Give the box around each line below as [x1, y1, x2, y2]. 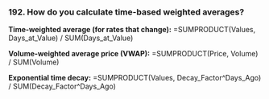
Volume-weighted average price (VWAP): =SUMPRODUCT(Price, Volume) [8, 49, 259, 59]
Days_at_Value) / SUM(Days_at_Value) [8, 33, 134, 43]
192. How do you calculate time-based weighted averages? [8, 6, 245, 18]
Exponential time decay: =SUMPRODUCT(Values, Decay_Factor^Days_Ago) [8, 73, 262, 83]
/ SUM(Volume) [8, 57, 60, 67]
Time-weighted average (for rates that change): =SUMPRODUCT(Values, [8, 25, 256, 35]
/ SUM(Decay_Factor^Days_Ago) [8, 81, 117, 91]
